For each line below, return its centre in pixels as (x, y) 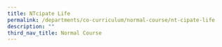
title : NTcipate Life (39, 13)
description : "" (31, 26)
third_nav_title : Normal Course (54, 33)
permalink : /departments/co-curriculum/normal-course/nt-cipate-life (111, 20)
